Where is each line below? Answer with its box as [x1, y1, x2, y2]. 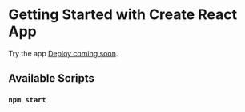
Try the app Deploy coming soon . [8, 48, 118, 58]
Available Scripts [8, 71, 94, 85]
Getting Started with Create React [8, 6, 238, 24]
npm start [8, 95, 46, 105]
